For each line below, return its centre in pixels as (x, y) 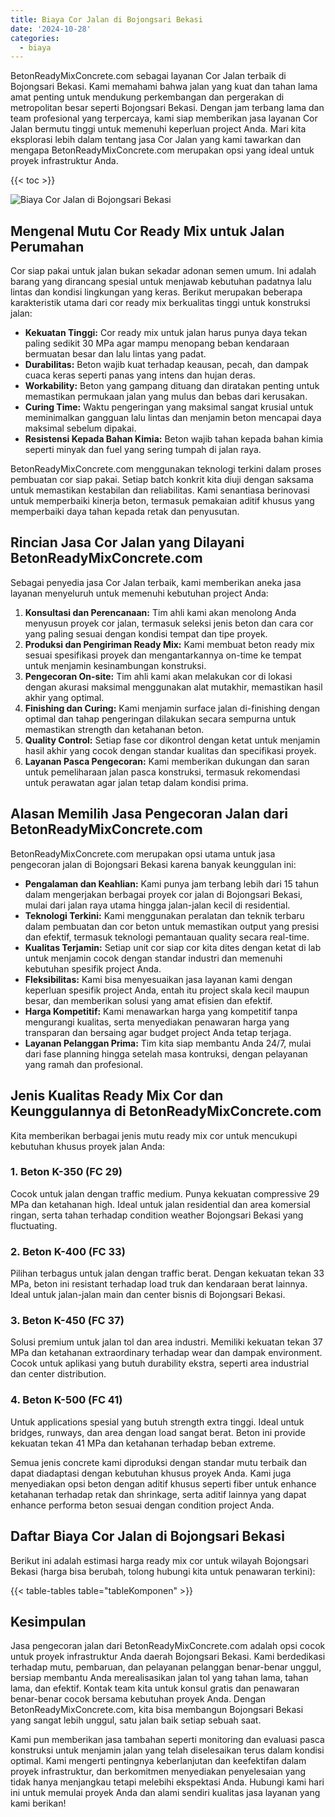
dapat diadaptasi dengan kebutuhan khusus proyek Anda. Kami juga (151, 1473)
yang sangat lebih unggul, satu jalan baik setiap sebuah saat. (136, 1720)
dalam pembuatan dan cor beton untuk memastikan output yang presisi (172, 926)
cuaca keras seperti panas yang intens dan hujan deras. (140, 375)
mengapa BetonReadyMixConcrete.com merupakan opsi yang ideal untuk (162, 150)
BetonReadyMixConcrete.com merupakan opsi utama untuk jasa (143, 853)
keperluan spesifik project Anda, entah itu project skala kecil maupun (167, 990)
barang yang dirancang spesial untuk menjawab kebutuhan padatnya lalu (161, 282)
